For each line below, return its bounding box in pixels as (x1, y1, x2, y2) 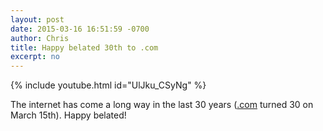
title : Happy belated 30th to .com (10, 42, 159, 53)
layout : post (10, 14, 65, 25)
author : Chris (10, 33, 70, 43)
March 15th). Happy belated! (10, 109, 127, 121)
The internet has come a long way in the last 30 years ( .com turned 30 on (10, 99, 314, 111)
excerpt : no (10, 52, 60, 62)
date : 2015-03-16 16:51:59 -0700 (10, 24, 150, 34)
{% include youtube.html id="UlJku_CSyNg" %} (10, 79, 207, 91)
